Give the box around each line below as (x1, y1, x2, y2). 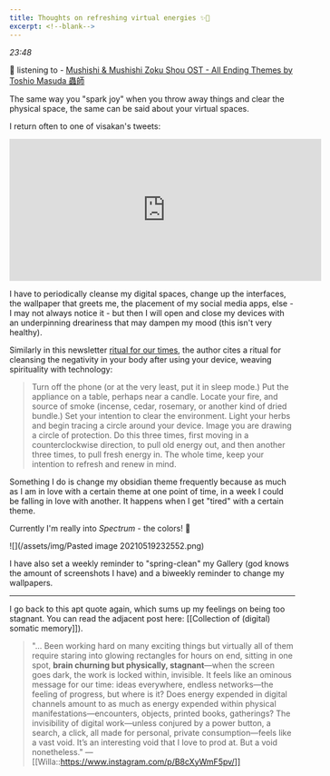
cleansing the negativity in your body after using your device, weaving (9, 353, 272, 364)
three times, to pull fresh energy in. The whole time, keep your (31, 449, 265, 460)
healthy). (9, 326, 43, 337)
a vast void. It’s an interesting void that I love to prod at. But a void (31, 737, 278, 748)
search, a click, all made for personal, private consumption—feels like (31, 727, 292, 738)
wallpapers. (9, 577, 53, 588)
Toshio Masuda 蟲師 (9, 75, 85, 86)
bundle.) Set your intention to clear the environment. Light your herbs (31, 410, 291, 421)
